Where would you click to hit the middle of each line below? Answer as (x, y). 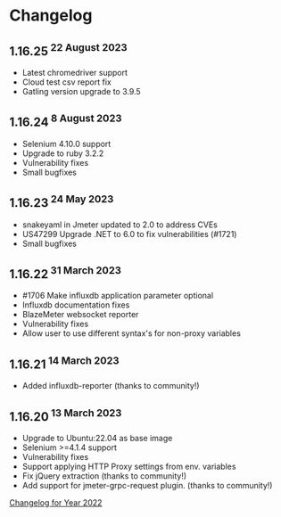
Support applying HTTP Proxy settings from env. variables (129, 467)
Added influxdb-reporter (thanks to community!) (111, 386)
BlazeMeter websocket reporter (80, 315)
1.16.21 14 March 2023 (64, 363)
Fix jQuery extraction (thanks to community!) (104, 476)
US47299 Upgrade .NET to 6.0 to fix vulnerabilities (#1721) (129, 234)
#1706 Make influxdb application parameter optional (118, 296)
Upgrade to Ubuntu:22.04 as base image (97, 439)
